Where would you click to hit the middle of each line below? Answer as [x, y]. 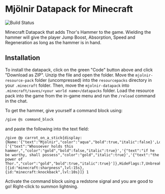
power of [14, 159]
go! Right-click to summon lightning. [42, 186]
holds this [62, 146]
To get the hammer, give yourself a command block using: [64, 110]
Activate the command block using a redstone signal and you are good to [79, 181]
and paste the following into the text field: [47, 129]
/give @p [14, 138]
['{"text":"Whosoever [27, 146]
